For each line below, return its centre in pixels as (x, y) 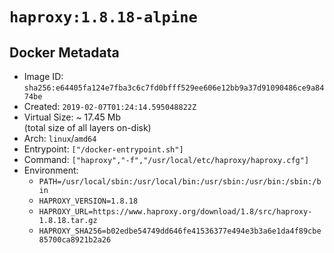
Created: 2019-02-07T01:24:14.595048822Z (110, 106)
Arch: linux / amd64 (60, 138)
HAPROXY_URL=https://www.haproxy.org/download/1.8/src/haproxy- (175, 212)
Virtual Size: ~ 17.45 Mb (72, 117)
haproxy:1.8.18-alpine (103, 17)
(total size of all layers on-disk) (87, 127)
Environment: (51, 170)
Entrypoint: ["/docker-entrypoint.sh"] (103, 149)
